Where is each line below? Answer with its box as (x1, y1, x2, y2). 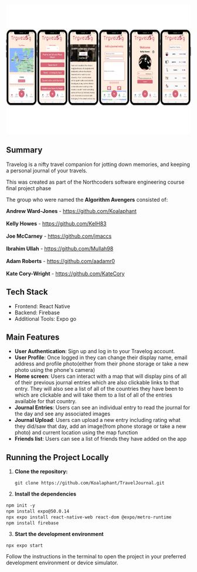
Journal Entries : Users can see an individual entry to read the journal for (14, 404, 191, 411)
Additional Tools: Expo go (14, 315, 77, 322)
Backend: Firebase (14, 309, 60, 316)
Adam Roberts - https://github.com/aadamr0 (6, 257, 116, 264)
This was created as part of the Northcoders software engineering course (6, 178, 185, 185)
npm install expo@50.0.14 (6, 508, 69, 514)
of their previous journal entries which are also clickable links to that (14, 379, 179, 386)
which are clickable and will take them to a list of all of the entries (14, 391, 173, 398)
